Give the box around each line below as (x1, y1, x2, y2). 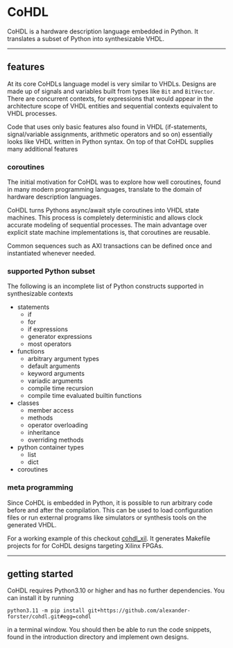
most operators (27, 340, 71, 348)
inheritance (27, 429, 60, 437)
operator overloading (27, 421, 88, 429)
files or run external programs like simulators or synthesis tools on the (7, 513, 207, 522)
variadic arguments (27, 376, 83, 385)
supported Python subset (7, 266, 96, 276)
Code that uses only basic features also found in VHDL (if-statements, (7, 122, 207, 131)
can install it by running (7, 594, 74, 602)
